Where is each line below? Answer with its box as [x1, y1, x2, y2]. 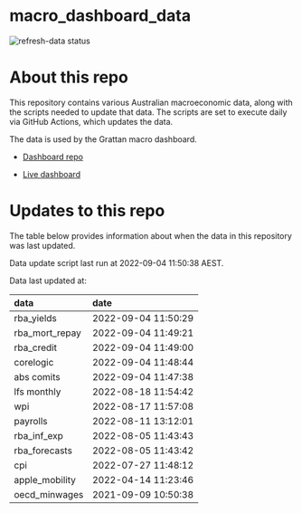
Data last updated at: [9, 275, 88, 286]
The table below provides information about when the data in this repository [9, 230, 292, 241]
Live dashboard [22, 168, 81, 179]
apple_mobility [14, 473, 77, 486]
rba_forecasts [14, 444, 72, 457]
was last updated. [9, 240, 76, 251]
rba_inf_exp [14, 429, 63, 442]
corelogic [14, 356, 54, 368]
